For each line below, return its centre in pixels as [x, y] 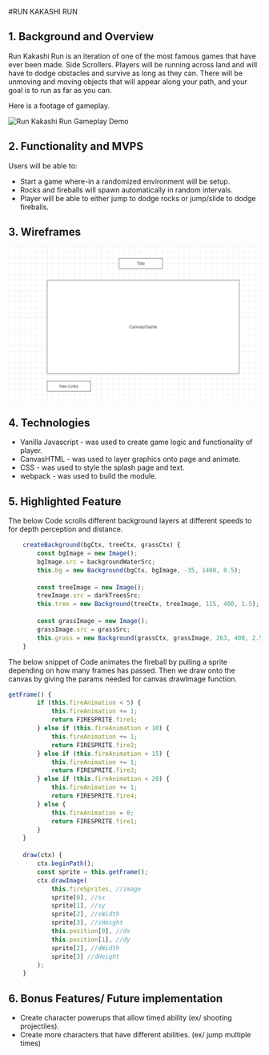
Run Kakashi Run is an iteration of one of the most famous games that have [132, 56]
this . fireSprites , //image [96, 889]
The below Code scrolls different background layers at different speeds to [130, 521]
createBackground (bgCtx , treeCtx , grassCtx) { [102, 545]
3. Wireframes [45, 232]
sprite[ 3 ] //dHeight [85, 956]
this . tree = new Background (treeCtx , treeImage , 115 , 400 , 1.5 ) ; [149, 604]
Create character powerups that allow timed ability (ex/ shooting [126, 1018]
